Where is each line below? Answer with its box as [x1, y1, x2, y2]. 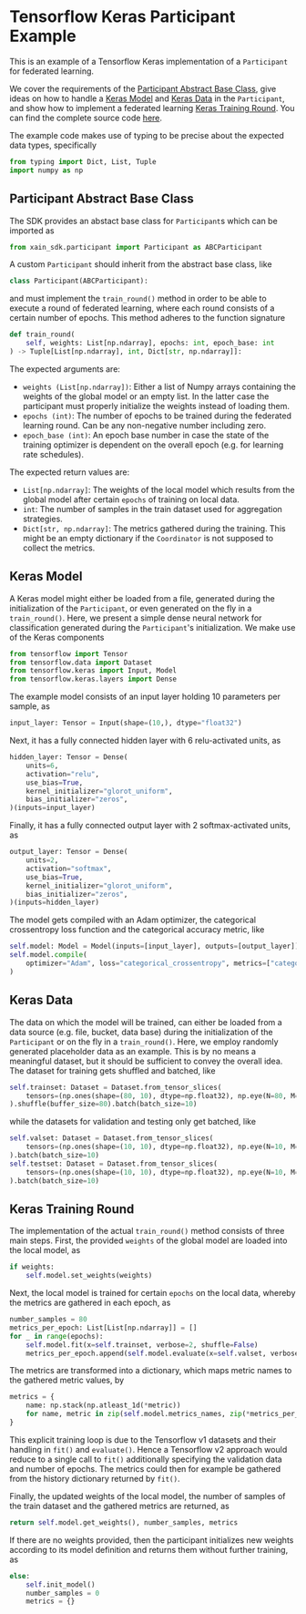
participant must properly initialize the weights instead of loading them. [22, 400, 290, 411]
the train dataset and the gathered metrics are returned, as [9, 1500, 229, 1511]
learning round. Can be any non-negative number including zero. [22, 419, 267, 430]
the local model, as [9, 1245, 81, 1256]
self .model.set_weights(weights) [25, 1271, 153, 1280]
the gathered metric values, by [9, 1374, 125, 1386]
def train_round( [9, 330, 76, 339]
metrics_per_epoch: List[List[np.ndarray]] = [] [9, 1323, 198, 1332]
